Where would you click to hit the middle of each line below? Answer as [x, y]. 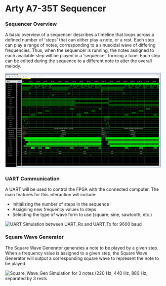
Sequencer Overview [31, 24]
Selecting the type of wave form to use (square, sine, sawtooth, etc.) [82, 214]
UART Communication [33, 179]
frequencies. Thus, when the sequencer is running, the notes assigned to [80, 50]
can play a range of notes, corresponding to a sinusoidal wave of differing [80, 45]
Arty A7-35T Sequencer [56, 9]
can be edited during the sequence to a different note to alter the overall [79, 61]
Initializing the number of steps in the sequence [61, 204]
